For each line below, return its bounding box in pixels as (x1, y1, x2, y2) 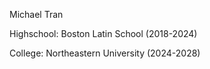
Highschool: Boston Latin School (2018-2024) (9, 28, 198, 39)
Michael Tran (9, 9, 64, 20)
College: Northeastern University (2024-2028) (9, 47, 201, 59)
